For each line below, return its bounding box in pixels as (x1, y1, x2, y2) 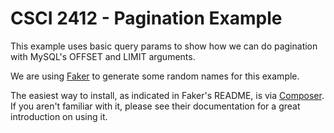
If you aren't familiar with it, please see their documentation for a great (10, 100, 301, 112)
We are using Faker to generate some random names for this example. (10, 70, 300, 82)
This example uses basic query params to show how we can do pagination (10, 40, 318, 52)
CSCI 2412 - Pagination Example (10, 7, 283, 30)
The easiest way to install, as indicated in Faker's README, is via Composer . (10, 89, 325, 101)
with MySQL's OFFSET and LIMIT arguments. (10, 50, 196, 62)
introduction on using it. (10, 110, 108, 122)
